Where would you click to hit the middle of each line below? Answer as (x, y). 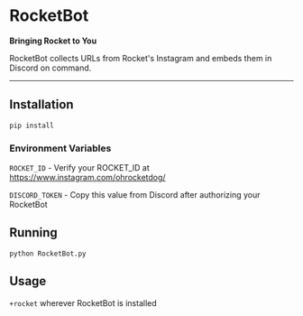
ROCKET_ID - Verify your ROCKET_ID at (80, 168)
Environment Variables (60, 148)
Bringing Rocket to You (53, 41)
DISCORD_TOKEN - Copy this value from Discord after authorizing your (135, 195)
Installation (41, 105)
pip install (32, 125)
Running (34, 232)
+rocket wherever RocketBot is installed (83, 302)
